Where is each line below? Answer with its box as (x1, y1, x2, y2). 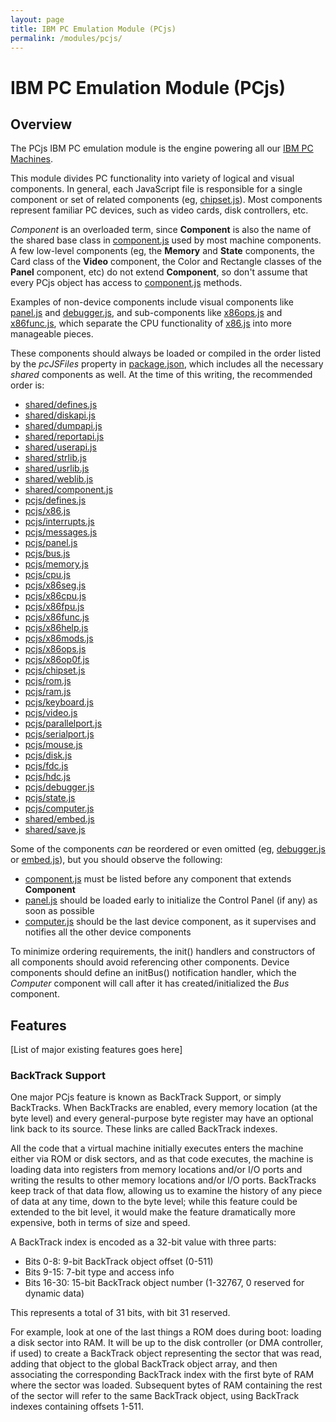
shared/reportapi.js (24, 431, 105, 443)
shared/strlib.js (24, 452, 87, 464)
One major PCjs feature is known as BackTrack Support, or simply (10, 1091, 282, 1103)
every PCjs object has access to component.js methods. (10, 277, 243, 289)
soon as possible (24, 905, 95, 917)
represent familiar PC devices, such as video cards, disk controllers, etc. (10, 204, 309, 216)
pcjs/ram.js (24, 686, 72, 698)
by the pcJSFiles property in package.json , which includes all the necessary (10, 358, 324, 370)
